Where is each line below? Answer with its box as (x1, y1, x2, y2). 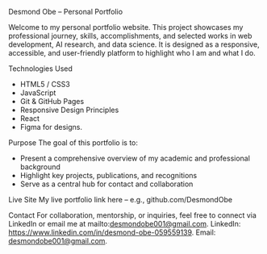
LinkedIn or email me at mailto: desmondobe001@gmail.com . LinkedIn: (8, 219, 241, 228)
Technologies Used (8, 64, 73, 73)
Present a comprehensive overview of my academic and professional (19, 153, 250, 163)
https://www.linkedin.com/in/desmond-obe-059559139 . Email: (8, 227, 216, 237)
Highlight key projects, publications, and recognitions (19, 171, 198, 180)
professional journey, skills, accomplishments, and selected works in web (8, 31, 252, 40)
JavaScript (19, 88, 56, 98)
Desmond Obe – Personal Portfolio (8, 7, 123, 16)
